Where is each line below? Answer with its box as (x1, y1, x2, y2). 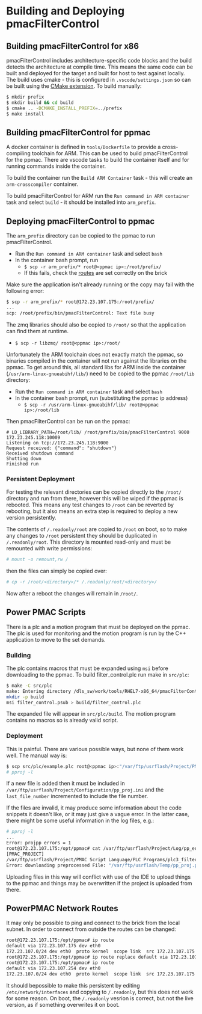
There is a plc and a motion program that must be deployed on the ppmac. (6, 623, 191, 630)
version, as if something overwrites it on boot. (6, 1001, 120, 1008)
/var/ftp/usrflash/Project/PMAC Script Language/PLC (6, 856, 141, 862)
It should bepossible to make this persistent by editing (6, 982, 140, 989)
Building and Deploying (6, 4, 125, 18)
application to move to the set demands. (6, 636, 106, 643)
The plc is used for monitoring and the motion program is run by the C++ (6, 630, 186, 637)
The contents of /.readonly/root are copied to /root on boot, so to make (6, 526, 188, 533)
